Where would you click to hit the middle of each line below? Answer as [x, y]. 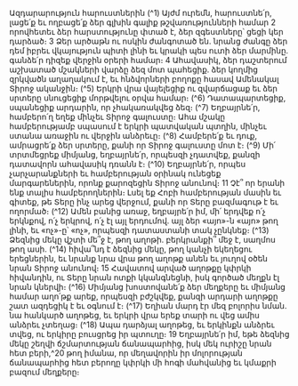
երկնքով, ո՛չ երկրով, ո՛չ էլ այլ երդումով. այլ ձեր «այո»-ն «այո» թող [144, 221]
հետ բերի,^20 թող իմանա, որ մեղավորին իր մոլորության [126, 353]
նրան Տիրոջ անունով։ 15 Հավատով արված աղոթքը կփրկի [130, 268]
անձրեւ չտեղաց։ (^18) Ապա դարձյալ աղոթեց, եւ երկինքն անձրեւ [142, 325]
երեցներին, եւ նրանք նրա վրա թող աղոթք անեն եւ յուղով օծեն [139, 258]
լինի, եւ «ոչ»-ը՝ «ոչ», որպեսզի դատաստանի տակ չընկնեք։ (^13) [139, 230]
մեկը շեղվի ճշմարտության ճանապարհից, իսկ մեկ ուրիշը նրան [141, 343]
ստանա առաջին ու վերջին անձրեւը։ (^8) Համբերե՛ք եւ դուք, [133, 136]
